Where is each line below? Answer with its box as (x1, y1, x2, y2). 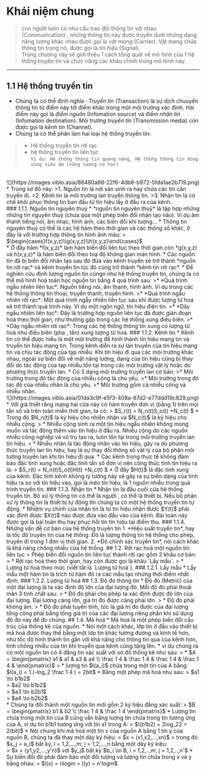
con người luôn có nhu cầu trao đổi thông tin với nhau (21, 25, 157, 32)
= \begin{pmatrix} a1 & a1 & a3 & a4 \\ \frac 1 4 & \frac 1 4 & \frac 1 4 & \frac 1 (6, 655, 199, 662)
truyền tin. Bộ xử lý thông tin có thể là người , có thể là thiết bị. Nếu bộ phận (6, 492, 197, 499)
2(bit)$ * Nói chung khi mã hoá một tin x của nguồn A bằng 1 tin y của (6, 727, 183, 734)
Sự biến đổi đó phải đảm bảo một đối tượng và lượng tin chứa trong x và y (6, 753, 192, 760)
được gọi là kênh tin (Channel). (15, 123, 93, 130)
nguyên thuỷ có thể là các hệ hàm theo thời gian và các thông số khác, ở (6, 224, 190, 232)
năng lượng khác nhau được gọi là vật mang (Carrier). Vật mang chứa (21, 37, 197, 45)
